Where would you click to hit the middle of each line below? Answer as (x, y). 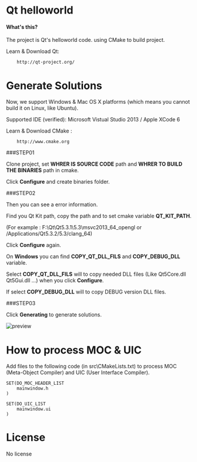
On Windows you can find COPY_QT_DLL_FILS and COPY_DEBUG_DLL (93, 256)
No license (19, 454)
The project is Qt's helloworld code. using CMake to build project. (86, 40)
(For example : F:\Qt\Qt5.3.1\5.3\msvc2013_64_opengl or (74, 227)
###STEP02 (21, 193)
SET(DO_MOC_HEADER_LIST (35, 384)
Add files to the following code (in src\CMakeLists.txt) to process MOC (91, 367)
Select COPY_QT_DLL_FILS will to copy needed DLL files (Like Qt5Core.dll (96, 274)
